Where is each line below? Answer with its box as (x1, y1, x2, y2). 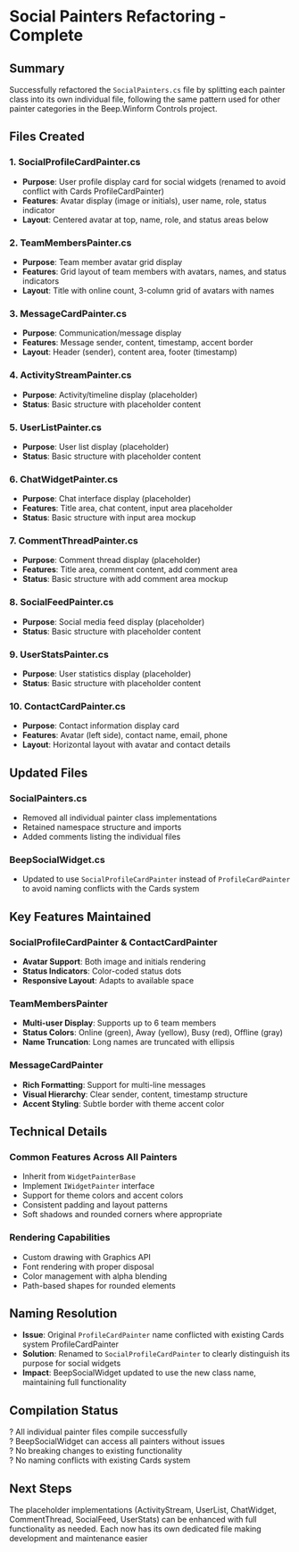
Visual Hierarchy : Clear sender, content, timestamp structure (21, 1089, 248, 1100)
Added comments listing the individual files (21, 832, 181, 842)
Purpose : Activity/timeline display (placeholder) (21, 389, 198, 400)
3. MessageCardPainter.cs (9, 307, 128, 320)
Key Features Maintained (9, 909, 152, 925)
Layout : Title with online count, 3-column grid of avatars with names (21, 285, 275, 295)
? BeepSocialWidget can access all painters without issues (9, 1436, 226, 1447)
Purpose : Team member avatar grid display (21, 256, 183, 267)
